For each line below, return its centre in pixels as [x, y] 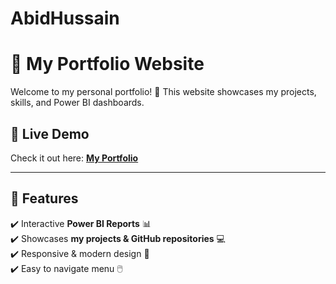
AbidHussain [65, 18]
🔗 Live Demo [50, 133]
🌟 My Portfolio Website [107, 64]
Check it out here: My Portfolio [74, 158]
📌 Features [44, 198]
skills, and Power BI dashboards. [77, 103]
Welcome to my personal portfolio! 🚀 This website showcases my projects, [163, 92]
